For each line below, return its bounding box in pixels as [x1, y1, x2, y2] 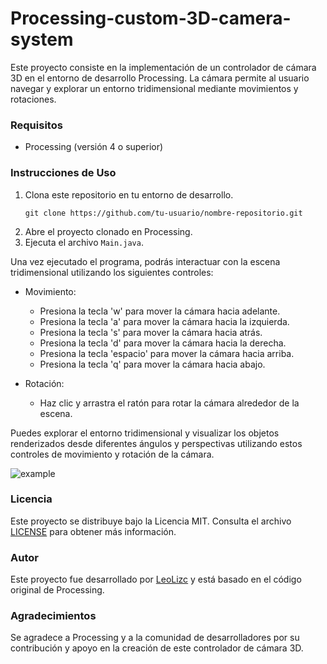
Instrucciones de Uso [10, 166, 117, 180]
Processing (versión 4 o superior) [24, 141, 164, 153]
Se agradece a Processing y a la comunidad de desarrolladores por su [10, 632, 300, 644]
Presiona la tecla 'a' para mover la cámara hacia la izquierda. [39, 315, 290, 327]
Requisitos [10, 118, 63, 132]
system [10, 28, 74, 51]
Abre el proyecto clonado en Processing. [24, 225, 193, 237]
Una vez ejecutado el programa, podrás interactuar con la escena [10, 255, 281, 267]
